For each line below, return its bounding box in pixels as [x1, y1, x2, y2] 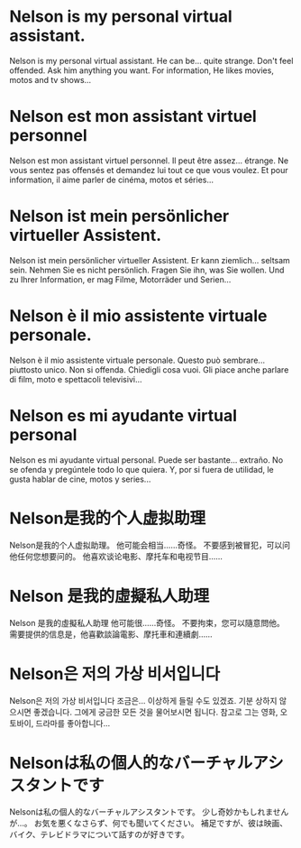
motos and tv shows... [9, 74, 92, 85]
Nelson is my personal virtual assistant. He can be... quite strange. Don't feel [9, 55, 294, 66]
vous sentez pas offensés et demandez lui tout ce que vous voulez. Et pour [9, 164, 288, 175]
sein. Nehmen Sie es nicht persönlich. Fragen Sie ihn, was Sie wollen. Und [9, 264, 285, 275]
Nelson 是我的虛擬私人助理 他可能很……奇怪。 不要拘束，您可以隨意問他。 [9, 617, 286, 628]
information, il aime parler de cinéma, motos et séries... [9, 174, 214, 185]
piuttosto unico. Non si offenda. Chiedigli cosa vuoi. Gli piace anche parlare [9, 364, 289, 375]
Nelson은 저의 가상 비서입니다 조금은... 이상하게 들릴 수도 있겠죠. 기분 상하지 [9, 695, 278, 705]
